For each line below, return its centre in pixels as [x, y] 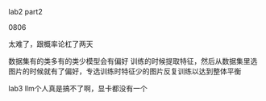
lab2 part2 [25, 12]
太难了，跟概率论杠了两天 [51, 44]
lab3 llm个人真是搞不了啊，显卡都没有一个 [78, 88]
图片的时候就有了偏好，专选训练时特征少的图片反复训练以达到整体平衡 [125, 71]
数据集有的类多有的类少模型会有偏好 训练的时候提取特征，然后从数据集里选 [133, 61]
